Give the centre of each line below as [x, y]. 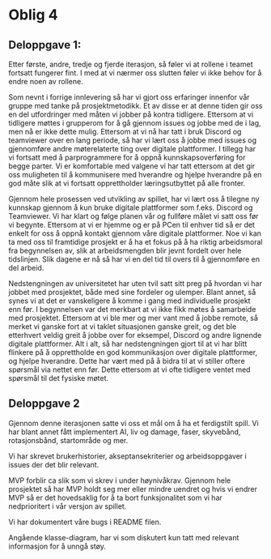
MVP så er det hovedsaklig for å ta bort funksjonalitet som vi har [115, 497]
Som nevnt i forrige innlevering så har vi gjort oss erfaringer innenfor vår [129, 97]
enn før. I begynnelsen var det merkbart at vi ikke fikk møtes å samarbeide [132, 309]
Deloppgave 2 [44, 404]
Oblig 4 [33, 15]
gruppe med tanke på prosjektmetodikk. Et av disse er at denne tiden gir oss [135, 106]
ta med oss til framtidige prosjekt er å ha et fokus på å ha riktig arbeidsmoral [135, 242]
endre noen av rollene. [46, 81]
